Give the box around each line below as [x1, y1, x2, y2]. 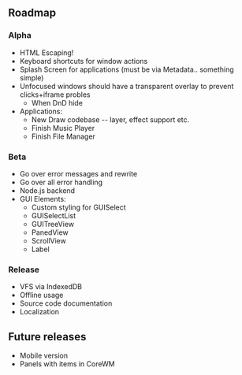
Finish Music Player [31, 123, 95, 132]
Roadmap [8, 6, 57, 20]
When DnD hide [31, 98, 83, 107]
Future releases [8, 330, 87, 343]
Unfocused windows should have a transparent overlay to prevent [19, 81, 234, 91]
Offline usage [19, 291, 64, 300]
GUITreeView [31, 219, 75, 228]
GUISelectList [31, 210, 76, 220]
